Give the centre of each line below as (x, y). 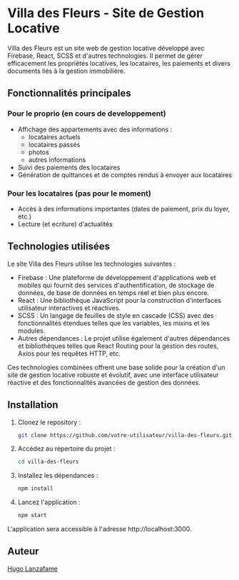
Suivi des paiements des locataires (69, 167)
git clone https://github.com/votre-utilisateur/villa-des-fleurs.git (125, 435)
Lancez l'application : (49, 502)
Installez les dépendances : (58, 476)
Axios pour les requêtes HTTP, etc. (69, 353)
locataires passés (54, 144)
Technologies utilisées (59, 247)
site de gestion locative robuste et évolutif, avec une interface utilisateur (113, 375)
